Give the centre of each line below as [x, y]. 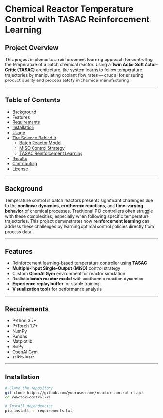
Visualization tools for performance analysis [57, 289]
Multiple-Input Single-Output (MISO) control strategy [66, 268]
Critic [11, 70]
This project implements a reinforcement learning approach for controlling [79, 59]
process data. [19, 231]
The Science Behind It [34, 138]
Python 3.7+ [24, 321]
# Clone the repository [29, 388]
